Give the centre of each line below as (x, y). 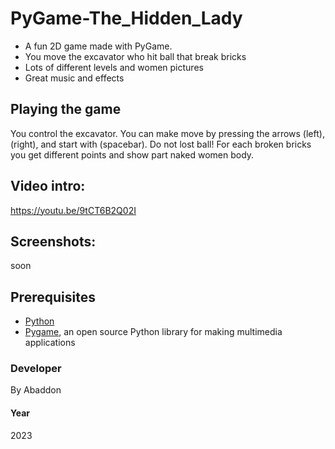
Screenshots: (53, 241)
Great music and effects (74, 78)
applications (50, 343)
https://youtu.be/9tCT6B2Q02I (73, 210)
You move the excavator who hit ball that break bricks (135, 56)
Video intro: (48, 186)
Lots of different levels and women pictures (114, 67)
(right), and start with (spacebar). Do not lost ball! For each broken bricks (161, 144)
